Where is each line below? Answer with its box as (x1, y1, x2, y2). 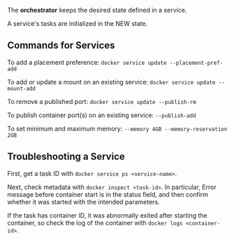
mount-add (7, 85, 36, 92)
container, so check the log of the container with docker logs (7, 218, 183, 227)
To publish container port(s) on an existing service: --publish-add (7, 111, 197, 119)
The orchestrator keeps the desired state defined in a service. (7, 6, 187, 14)
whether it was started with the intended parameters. (7, 197, 160, 206)
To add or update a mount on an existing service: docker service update (7, 77, 216, 86)
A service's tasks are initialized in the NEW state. (7, 20, 148, 27)
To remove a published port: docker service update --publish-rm (7, 97, 197, 105)
